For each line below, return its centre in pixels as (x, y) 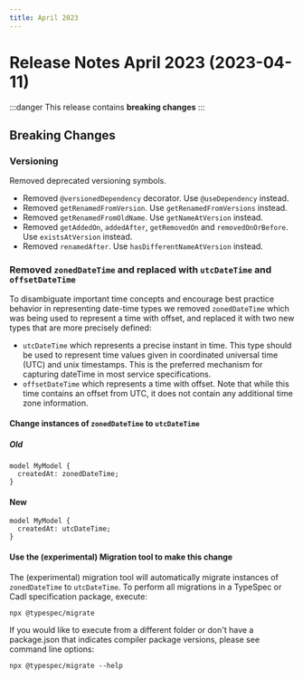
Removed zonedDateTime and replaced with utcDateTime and (141, 270)
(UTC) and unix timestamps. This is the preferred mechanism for (142, 364)
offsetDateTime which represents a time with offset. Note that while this (156, 383)
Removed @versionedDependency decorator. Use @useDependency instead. (156, 198)
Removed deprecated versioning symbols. (88, 181)
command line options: (52, 649)
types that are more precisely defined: (80, 328)
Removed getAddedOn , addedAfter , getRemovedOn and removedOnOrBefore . (155, 227)
